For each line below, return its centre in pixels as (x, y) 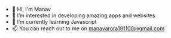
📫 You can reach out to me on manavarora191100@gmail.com (88, 28)
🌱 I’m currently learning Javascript (54, 22)
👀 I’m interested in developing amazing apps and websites (83, 15)
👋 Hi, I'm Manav (31, 9)
